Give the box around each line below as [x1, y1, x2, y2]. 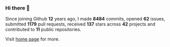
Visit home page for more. [5, 36, 60, 42]
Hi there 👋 [5, 4, 30, 11]
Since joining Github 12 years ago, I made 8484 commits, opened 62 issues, [5, 16, 165, 22]
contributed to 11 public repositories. [5, 26, 82, 32]
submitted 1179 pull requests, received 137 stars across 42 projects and [5, 21, 156, 27]
